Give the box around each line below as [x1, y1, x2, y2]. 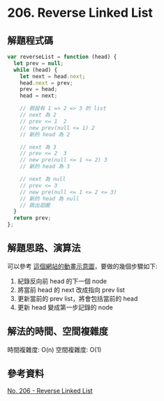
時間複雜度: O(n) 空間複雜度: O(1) [7, 345, 102, 353]
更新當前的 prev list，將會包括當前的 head [17, 294, 138, 302]
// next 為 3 [20, 143, 57, 151]
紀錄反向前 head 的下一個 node [17, 277, 107, 285]
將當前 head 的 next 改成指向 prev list [17, 285, 126, 294]
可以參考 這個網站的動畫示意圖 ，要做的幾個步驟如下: [7, 262, 158, 270]
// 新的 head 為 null [20, 195, 80, 202]
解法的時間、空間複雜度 [7, 326, 108, 337]
